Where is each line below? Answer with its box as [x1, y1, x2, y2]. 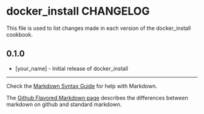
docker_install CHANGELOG [6, 4, 150, 18]
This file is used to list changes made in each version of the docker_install [6, 24, 191, 32]
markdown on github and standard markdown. [6, 101, 122, 108]
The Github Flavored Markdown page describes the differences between [6, 94, 188, 101]
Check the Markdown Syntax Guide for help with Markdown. [6, 82, 158, 90]
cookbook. [6, 30, 33, 38]
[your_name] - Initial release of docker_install [15, 65, 129, 72]
